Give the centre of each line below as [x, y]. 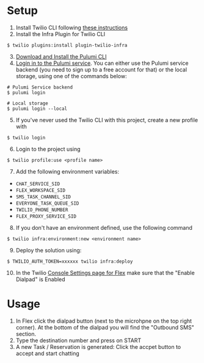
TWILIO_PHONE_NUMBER [42, 210]
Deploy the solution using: [49, 250]
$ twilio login [26, 137]
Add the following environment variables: [67, 171]
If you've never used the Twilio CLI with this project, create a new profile [107, 120]
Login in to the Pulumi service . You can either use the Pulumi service [102, 63]
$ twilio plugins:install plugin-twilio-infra [67, 45]
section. [26, 334]
